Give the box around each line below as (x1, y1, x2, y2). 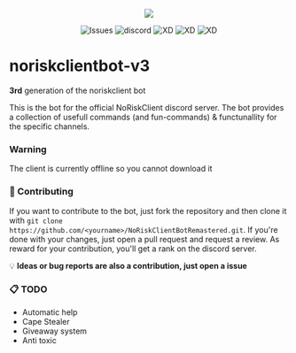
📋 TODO (9, 283, 48, 295)
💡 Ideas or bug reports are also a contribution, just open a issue (9, 260, 248, 271)
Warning (9, 142, 47, 155)
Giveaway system (21, 326, 87, 336)
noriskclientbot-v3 (9, 56, 151, 76)
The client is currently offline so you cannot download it (9, 164, 213, 174)
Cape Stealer (21, 316, 70, 326)
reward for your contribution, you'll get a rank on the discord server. (9, 243, 257, 254)
